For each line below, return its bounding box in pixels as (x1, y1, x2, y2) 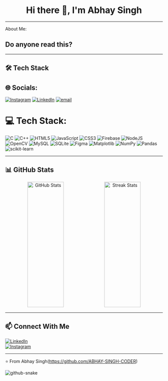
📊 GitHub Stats (5, 165, 54, 174)
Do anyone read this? (5, 40, 72, 49)
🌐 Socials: (5, 83, 38, 92)
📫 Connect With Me (5, 322, 70, 331)
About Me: (5, 26, 27, 32)
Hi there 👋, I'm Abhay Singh (25, 5, 142, 16)
